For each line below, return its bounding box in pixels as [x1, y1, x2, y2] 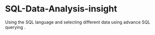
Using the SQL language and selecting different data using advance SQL [5, 19, 151, 25]
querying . [5, 24, 26, 30]
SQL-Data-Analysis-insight [5, 3, 117, 14]
